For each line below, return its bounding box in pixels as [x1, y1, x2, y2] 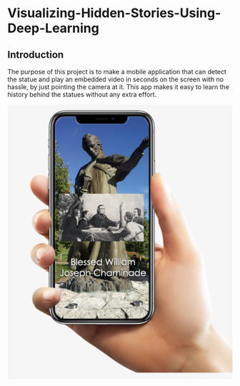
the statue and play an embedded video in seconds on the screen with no [7, 75, 224, 83]
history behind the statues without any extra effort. [7, 91, 157, 98]
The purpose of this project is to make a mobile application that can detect [7, 68, 227, 76]
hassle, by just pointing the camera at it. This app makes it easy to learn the [7, 83, 230, 91]
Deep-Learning [7, 20, 100, 36]
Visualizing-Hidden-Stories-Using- [7, 5, 221, 21]
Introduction [7, 49, 64, 61]
